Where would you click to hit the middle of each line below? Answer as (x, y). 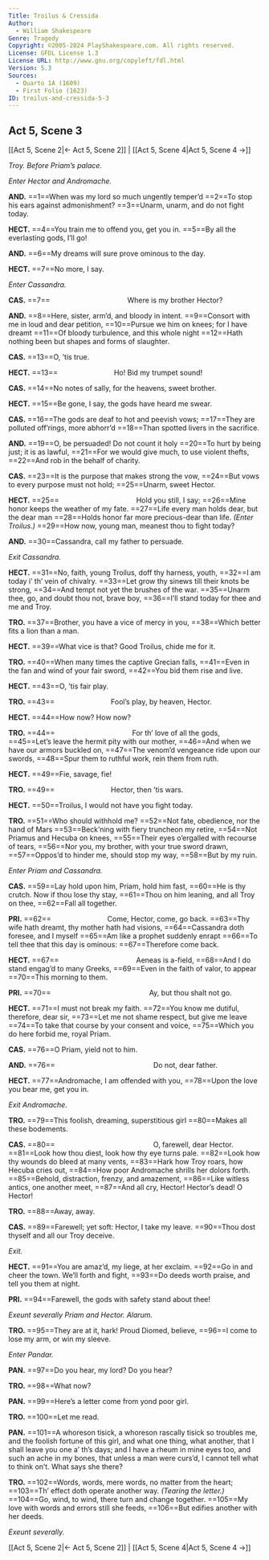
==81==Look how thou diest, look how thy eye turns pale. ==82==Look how (134, 1153)
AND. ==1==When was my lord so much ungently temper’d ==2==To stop (130, 197)
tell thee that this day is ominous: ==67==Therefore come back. (114, 945)
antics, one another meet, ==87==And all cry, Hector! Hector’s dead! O (126, 1188)
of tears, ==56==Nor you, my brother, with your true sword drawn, (118, 847)
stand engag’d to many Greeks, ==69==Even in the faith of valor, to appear (132, 969)
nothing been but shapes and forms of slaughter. (89, 342)
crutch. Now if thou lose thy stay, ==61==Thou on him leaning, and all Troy (132, 895)
